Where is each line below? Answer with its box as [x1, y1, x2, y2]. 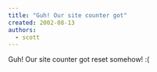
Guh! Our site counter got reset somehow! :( [8, 55, 150, 64]
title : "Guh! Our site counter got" [8, 11, 127, 20]
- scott [15, 33, 41, 41]
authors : [8, 26, 37, 34]
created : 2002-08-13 [8, 19, 76, 27]
